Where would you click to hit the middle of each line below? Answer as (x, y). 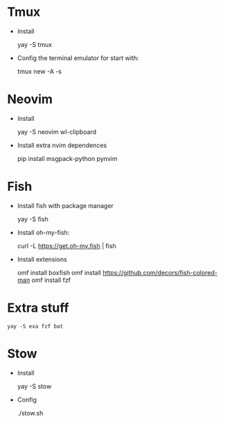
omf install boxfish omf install (59, 272)
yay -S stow (34, 386)
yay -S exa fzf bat (35, 326)
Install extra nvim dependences (62, 145)
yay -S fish (33, 219)
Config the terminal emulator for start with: (78, 58)
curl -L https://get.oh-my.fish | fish (66, 245)
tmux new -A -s (39, 71)
